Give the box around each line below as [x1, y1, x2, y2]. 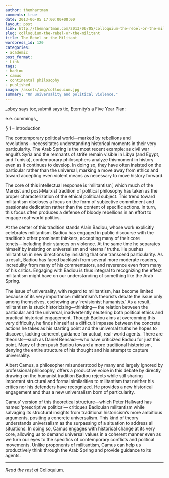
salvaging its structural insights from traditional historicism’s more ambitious [5, 410, 162, 416]
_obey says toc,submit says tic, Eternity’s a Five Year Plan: [5, 106, 126, 112]
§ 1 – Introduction [5, 125, 41, 131]
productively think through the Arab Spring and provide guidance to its [5, 447, 152, 453]
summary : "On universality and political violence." [5, 92, 118, 97]
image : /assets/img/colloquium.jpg [5, 87, 80, 92]
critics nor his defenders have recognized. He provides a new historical [5, 384, 153, 390]
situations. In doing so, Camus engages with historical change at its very [5, 425, 155, 432]
